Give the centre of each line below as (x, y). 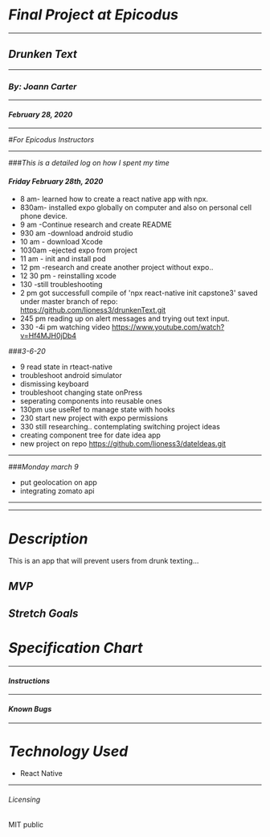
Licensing (25, 800)
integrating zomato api (57, 491)
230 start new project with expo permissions (94, 418)
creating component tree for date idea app (90, 435)
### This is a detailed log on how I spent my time (89, 163)
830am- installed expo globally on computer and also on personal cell (135, 207)
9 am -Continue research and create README (96, 225)
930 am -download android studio (76, 233)
